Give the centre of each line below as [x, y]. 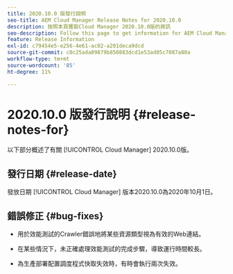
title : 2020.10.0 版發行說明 [47, 14]
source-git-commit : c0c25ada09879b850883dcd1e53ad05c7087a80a [99, 53]
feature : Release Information [51, 40]
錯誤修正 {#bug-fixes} [55, 216]
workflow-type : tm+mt [38, 59]
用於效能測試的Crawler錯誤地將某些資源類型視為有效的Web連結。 [111, 234]
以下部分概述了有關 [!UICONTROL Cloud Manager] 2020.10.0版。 [100, 150]
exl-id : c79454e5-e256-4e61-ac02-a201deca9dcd [76, 46]
